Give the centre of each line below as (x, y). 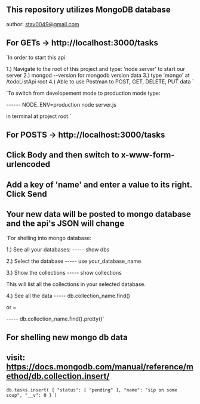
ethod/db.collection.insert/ (58, 376)
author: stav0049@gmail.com (43, 24)
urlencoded (28, 164)
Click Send (27, 194)
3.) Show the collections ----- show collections (64, 272)
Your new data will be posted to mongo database (99, 214)
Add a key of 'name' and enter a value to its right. (99, 184)
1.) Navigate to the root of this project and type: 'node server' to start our (96, 69)
